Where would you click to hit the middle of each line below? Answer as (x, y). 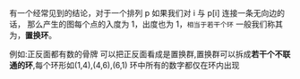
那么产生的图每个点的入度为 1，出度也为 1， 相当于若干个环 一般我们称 (151, 24)
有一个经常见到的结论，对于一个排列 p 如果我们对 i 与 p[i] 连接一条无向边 (143, 13)
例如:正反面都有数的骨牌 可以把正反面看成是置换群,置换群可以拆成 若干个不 (146, 54)
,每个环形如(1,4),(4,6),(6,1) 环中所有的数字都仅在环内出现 (136, 65)
